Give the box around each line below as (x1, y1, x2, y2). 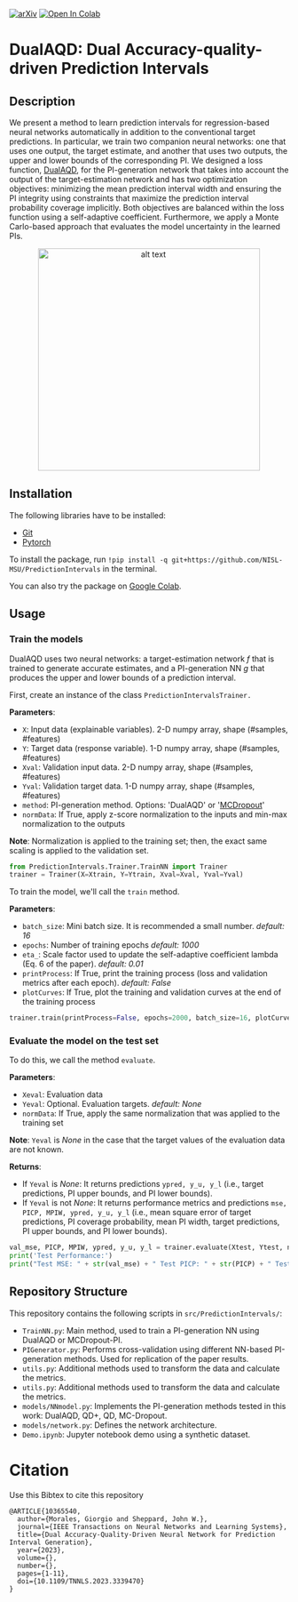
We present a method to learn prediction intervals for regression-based (9, 117, 271, 128)
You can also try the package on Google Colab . (9, 581, 182, 591)
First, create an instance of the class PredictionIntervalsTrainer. (9, 689, 252, 700)
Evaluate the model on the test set (9, 1035, 160, 1047)
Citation (9, 1461, 69, 1480)
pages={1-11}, (17, 1569, 69, 1578)
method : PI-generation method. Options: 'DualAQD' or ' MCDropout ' (21, 799, 265, 810)
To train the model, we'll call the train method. (9, 886, 180, 897)
